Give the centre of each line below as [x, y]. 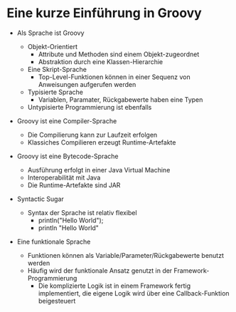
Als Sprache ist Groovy [50, 33]
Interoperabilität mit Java [64, 177]
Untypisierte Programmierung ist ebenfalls [90, 107]
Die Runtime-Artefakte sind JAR [74, 185]
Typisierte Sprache [55, 92]
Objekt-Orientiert [52, 46]
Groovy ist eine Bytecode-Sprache [68, 156]
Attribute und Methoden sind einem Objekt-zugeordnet [119, 54]
